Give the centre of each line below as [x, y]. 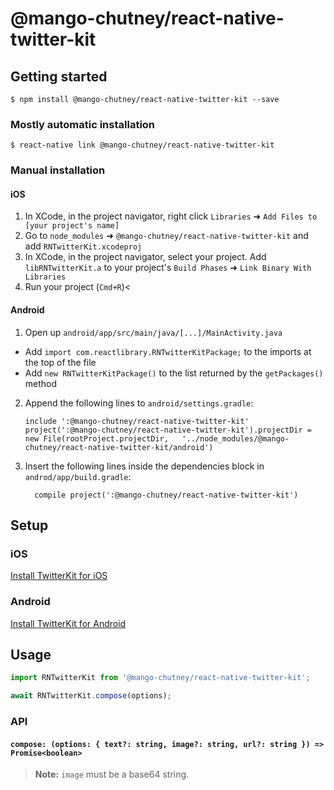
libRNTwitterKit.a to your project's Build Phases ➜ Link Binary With [168, 268]
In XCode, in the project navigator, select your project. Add [145, 257]
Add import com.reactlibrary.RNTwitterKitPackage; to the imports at [168, 351]
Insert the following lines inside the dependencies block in [144, 466]
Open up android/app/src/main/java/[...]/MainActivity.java [153, 332]
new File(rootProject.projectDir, [96, 438]
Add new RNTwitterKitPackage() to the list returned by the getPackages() [174, 373]
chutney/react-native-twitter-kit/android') [119, 447]
